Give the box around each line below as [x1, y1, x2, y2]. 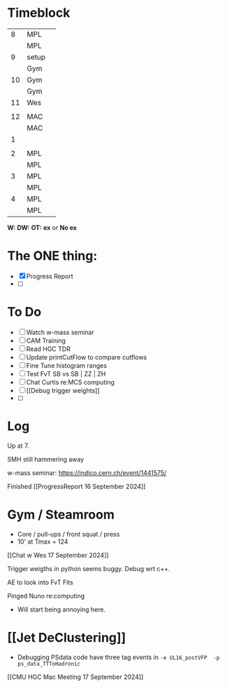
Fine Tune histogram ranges [26, 361, 107, 369]
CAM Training [26, 336, 66, 345]
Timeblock [7, 5, 71, 21]
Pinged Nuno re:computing [7, 591, 85, 600]
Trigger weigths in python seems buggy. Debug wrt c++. [7, 564, 170, 572]
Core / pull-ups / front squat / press [17, 530, 120, 538]
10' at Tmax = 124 [17, 537, 68, 546]
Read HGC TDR [26, 345, 71, 353]
